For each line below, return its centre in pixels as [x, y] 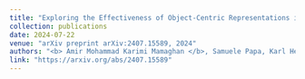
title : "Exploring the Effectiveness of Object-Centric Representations [150, 18]
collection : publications [58, 26]
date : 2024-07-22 [42, 35]
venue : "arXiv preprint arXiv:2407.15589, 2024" [103, 43]
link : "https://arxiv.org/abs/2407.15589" [91, 60]
